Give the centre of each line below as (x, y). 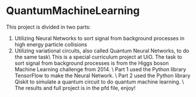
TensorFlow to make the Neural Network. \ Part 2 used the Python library (102, 75)
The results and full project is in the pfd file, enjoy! (75, 88)
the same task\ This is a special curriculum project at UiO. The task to (98, 57)
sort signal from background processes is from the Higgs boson (92, 63)
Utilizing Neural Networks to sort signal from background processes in (99, 38)
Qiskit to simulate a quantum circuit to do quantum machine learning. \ (99, 82)
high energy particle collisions (51, 44)
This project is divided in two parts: (49, 27)
